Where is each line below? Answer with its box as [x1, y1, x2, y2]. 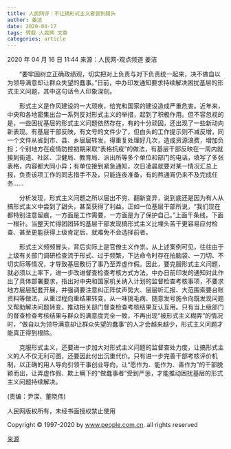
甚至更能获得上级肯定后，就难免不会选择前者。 [19, 228, 152, 237]
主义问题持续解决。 [7, 377, 62, 386]
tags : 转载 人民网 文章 [7, 29, 68, 36]
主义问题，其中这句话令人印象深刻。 [12, 87, 115, 96]
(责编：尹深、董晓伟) [7, 393, 67, 401]
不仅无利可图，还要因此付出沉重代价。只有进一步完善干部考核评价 [25, 352, 212, 360]
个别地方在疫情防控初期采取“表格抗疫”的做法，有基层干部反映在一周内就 [19, 145, 223, 153]
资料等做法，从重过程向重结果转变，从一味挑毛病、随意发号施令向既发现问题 [7, 294, 224, 303]
